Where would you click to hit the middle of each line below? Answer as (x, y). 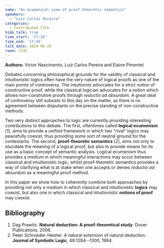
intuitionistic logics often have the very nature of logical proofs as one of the (82, 80)
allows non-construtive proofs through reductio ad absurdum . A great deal (81, 95)
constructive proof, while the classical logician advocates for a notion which (82, 90)
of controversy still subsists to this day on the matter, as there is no (73, 100)
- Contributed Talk (29, 28)
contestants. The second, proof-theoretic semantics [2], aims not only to (80, 141)
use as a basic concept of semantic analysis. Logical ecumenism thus (76, 152)
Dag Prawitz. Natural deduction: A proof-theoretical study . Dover (80, 225)
